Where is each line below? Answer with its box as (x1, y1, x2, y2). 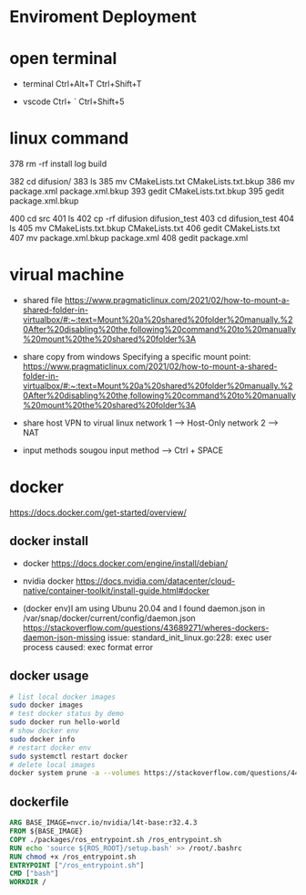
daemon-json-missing (22, 632, 107, 643)
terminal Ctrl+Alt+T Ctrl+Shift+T (22, 79, 143, 89)
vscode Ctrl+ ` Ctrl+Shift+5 (22, 96, 125, 107)
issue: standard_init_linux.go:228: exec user (107, 632, 272, 643)
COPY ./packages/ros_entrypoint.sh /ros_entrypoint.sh (9, 835, 222, 844)
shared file (22, 295, 64, 305)
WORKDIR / (9, 878, 47, 887)
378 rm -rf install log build (9, 158, 107, 170)
